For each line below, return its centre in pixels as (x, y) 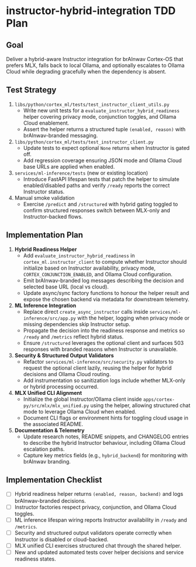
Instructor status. (44, 192)
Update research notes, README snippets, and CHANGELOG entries (106, 437)
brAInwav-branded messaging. (61, 135)
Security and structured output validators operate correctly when (93, 532)
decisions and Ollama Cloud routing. (67, 374)
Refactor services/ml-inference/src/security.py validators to (98, 361)
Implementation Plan (45, 235)
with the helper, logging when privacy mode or (133, 318)
